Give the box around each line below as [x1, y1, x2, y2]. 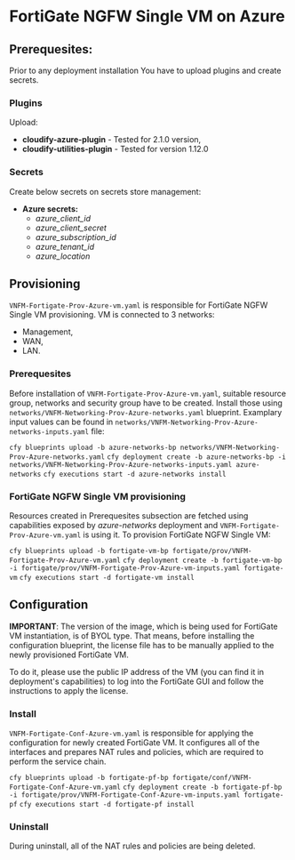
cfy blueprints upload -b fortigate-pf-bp [9, 774, 169, 783]
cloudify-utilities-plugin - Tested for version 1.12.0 [21, 144, 209, 155]
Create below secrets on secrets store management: [9, 186, 202, 197]
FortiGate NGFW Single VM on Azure [9, 6, 286, 27]
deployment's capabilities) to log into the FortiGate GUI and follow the [9, 676, 264, 687]
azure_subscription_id [35, 231, 117, 242]
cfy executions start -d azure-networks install [43, 470, 227, 478]
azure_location [35, 251, 91, 261]
